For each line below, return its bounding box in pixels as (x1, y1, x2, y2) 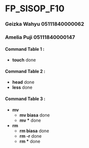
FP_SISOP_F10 (5, 3, 65, 14)
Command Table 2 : (5, 68, 45, 74)
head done (12, 79, 35, 85)
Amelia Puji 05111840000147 (5, 34, 75, 41)
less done (12, 84, 33, 90)
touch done (12, 57, 36, 63)
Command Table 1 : (5, 46, 45, 52)
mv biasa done (19, 112, 50, 118)
